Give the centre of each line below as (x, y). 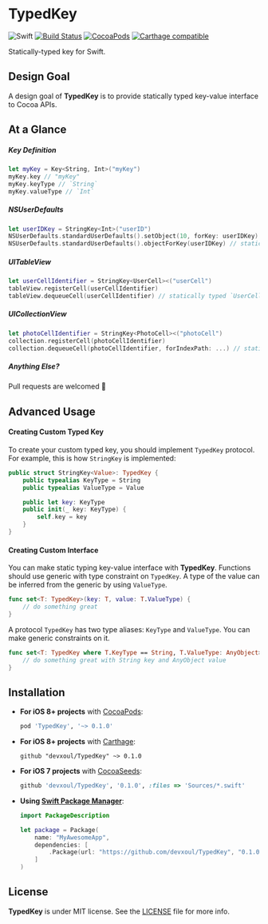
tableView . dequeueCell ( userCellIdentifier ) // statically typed (117, 296)
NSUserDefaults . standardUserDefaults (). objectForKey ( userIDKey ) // (123, 244)
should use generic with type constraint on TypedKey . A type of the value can (134, 576)
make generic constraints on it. (59, 638)
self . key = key (62, 517)
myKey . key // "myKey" (44, 177)
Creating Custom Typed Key (56, 432)
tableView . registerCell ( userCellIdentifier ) (83, 289)
